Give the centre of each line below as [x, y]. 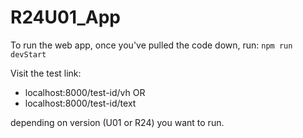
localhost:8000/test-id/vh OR [85, 92]
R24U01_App [66, 17]
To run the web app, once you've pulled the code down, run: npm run [151, 45]
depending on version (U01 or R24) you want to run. [117, 122]
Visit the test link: [46, 73]
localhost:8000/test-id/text [80, 103]
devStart [28, 54]
